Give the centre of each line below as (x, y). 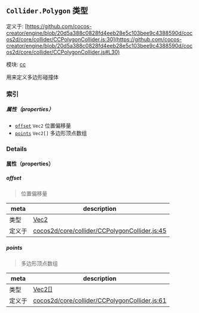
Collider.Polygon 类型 (47, 11)
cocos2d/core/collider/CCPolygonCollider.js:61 (100, 300)
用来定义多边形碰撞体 (32, 77)
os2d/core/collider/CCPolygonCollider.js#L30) (63, 52)
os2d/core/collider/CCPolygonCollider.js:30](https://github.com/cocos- (94, 39)
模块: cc (16, 64)
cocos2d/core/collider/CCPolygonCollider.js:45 (100, 231)
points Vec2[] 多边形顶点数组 (51, 133)
